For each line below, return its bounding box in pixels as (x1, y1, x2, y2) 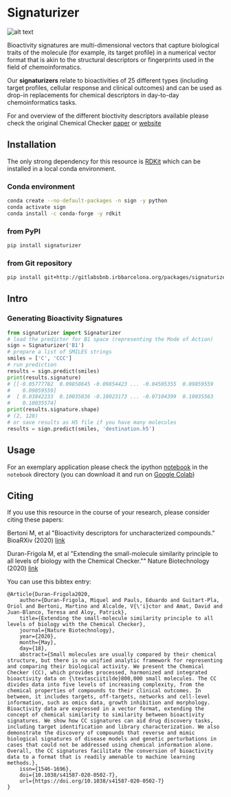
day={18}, (19, 645, 48, 652)
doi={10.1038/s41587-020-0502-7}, (19, 772, 118, 779)
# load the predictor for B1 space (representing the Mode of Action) (7, 335, 214, 342)
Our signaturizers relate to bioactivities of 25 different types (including (7, 76, 208, 84)
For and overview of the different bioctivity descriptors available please (7, 112, 209, 120)
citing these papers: (7, 515, 64, 524)
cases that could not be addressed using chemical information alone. (7, 742, 214, 749)
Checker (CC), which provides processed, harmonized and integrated (7, 670, 208, 676)
